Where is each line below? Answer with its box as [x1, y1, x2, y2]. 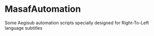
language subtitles [4, 25, 43, 31]
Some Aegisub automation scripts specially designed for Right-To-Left [4, 20, 149, 26]
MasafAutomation [4, 3, 81, 15]
